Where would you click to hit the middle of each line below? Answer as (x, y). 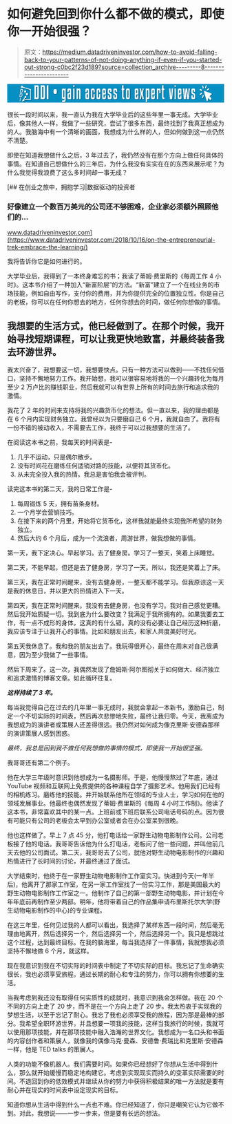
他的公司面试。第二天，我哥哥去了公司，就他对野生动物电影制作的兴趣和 (122, 852)
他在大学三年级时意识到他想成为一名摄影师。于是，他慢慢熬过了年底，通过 (113, 777)
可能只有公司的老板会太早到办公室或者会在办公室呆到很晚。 (97, 821)
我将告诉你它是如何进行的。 (46, 261)
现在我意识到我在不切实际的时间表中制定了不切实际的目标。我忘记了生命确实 (116, 966)
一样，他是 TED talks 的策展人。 (53, 1049)
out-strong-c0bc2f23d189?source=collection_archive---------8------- (124, 67)
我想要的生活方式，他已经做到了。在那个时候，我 (111, 326)
